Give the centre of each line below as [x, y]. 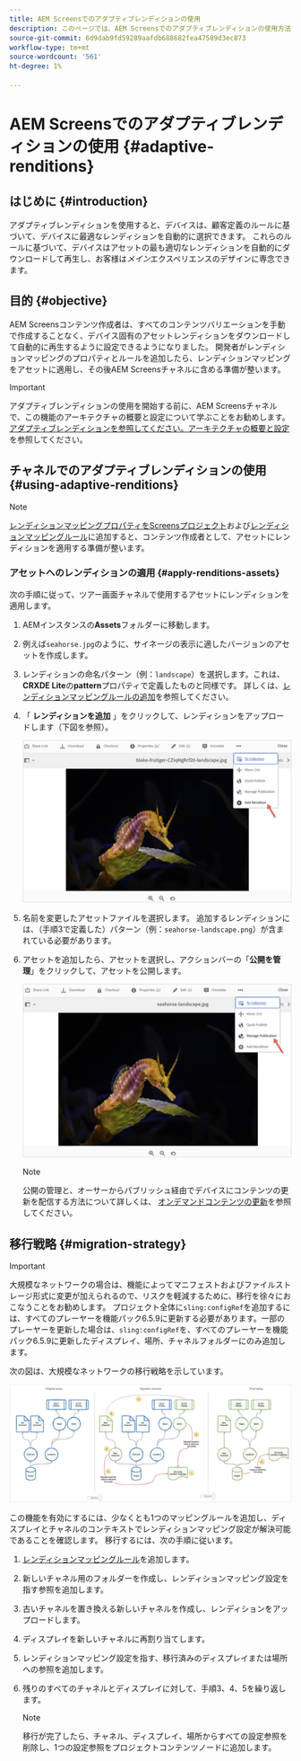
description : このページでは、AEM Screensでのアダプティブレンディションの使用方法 [150, 28]
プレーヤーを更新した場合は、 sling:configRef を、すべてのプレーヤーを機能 [149, 1329]
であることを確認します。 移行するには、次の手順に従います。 [123, 1540]
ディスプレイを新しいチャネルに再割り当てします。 [116, 1639]
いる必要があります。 [77, 940]
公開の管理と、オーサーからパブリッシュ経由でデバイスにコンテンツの [151, 1190]
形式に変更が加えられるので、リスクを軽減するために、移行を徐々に [158, 1296]
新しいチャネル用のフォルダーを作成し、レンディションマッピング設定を [155, 1578]
